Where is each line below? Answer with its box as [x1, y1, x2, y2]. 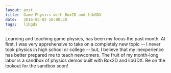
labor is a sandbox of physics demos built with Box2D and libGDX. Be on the [5, 57, 166, 64]
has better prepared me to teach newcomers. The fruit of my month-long [5, 52, 159, 58]
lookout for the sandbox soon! [5, 63, 68, 69]
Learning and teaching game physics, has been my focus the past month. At [5, 36, 166, 42]
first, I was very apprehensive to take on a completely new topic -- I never [5, 41, 161, 47]
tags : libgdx [5, 21, 38, 27]
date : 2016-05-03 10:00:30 [5, 17, 67, 22]
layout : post [5, 7, 33, 13]
